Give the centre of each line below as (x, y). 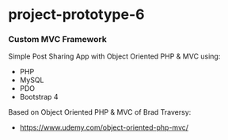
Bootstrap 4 (39, 97)
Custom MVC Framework (57, 40)
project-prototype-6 (76, 15)
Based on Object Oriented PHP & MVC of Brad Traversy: (100, 112)
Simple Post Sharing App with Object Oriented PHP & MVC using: (114, 56)
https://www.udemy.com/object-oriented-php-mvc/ (104, 127)
